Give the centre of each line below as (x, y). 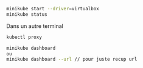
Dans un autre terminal (35, 26)
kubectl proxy (24, 37)
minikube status (27, 14)
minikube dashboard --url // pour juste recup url (72, 59)
